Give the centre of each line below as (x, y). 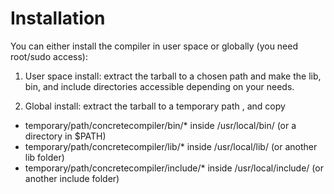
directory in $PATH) (65, 136)
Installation (58, 18)
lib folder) (44, 157)
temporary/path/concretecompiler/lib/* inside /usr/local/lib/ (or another (171, 146)
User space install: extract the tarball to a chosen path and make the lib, (173, 76)
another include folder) (72, 178)
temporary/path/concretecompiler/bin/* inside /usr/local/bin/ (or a (160, 125)
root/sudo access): (49, 56)
